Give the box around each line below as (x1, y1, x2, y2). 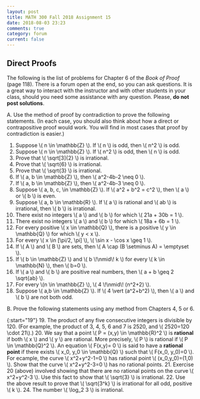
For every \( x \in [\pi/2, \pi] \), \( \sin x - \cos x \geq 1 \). (15, 236, 152, 244)
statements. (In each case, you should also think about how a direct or (7, 117, 179, 124)
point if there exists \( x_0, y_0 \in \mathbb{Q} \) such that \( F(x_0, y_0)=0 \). (7, 348, 194, 355)
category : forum (7, 31, 47, 37)
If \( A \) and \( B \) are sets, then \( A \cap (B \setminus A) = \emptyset (15, 242, 189, 250)
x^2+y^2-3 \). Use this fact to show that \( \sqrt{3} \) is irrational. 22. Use (7, 373, 186, 381)
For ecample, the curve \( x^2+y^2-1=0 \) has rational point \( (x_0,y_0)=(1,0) (7, 354, 193, 361)
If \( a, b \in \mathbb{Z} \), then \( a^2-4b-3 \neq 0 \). (15, 179, 145, 186)
